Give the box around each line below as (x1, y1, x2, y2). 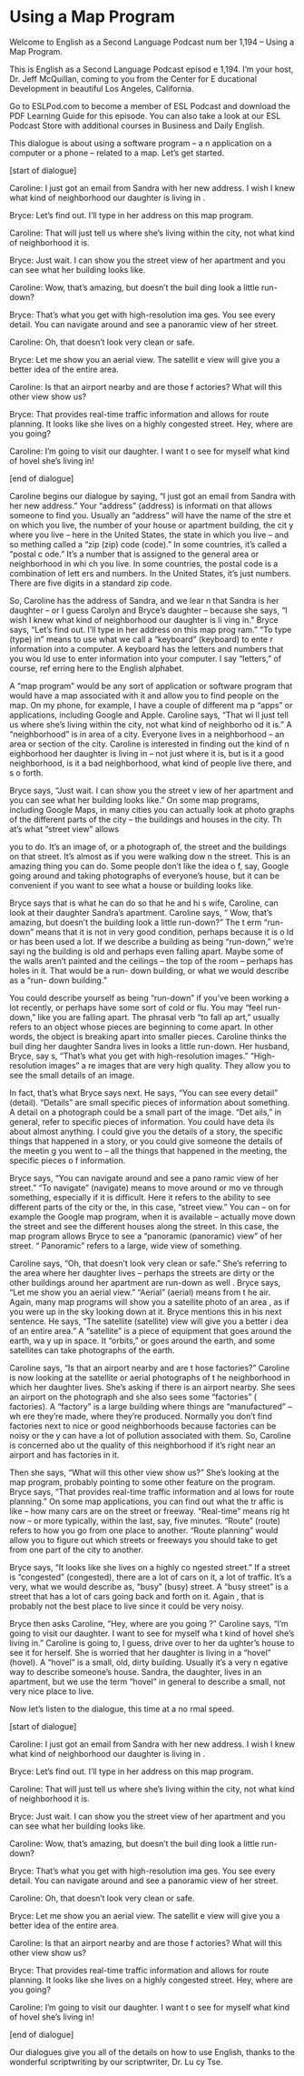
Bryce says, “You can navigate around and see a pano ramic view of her (9, 1172, 279, 1183)
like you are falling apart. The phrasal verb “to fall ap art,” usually (37, 1011, 279, 1022)
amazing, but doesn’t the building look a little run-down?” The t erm (9, 917, 262, 928)
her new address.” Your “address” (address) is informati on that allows (9, 500, 272, 511)
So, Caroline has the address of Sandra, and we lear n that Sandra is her (9, 595, 279, 606)
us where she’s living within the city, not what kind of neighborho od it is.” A (9, 718, 292, 729)
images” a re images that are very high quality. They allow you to (48, 1059, 291, 1070)
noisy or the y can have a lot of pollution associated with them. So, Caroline (9, 1429, 292, 1440)
